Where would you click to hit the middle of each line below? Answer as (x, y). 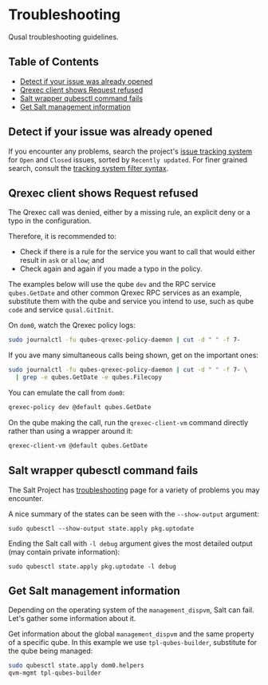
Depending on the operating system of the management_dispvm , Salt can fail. (132, 610)
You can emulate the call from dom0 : (67, 392)
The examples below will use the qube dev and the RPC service (112, 285)
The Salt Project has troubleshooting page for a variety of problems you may (134, 490)
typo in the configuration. (50, 221)
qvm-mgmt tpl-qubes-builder (55, 673)
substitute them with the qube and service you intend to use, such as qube (131, 301)
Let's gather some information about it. (72, 619)
